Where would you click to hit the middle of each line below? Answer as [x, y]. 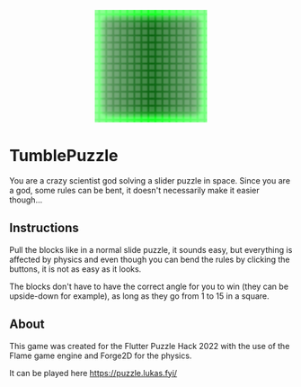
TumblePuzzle [64, 156]
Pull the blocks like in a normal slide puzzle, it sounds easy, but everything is [151, 249]
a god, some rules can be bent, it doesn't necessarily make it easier [134, 190]
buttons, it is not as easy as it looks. [75, 269]
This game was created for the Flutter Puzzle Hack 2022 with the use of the [150, 346]
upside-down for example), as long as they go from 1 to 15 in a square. [139, 296]
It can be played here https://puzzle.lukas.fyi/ [93, 373]
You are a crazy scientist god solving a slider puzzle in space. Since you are [150, 180]
